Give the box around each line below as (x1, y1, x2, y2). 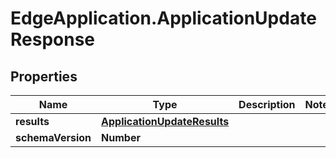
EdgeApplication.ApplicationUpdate (10, 7, 317, 30)
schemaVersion (15, 131, 92, 144)
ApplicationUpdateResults (101, 115, 230, 128)
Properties (10, 68, 78, 85)
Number (101, 131, 141, 144)
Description (238, 98, 296, 111)
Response (10, 28, 96, 51)
